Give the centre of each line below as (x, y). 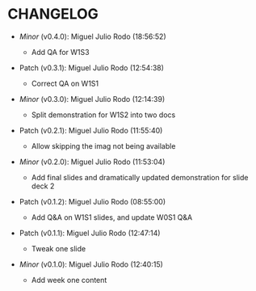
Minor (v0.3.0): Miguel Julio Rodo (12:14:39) (92, 99)
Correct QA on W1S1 (65, 83)
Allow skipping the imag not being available (103, 145)
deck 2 (43, 186)
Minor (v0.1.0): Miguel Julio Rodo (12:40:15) (91, 264)
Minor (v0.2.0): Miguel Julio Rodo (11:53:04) (92, 162)
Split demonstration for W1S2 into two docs (103, 115)
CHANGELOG (53, 14)
